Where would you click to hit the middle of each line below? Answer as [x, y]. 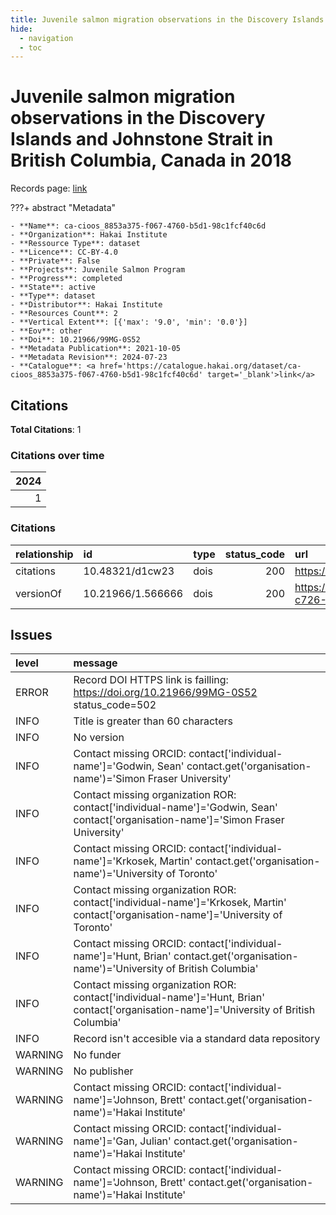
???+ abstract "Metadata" [63, 208]
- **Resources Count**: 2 [64, 314]
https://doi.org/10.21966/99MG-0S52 [165, 693]
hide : [21, 29]
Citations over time [57, 455]
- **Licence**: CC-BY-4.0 [64, 252]
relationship [44, 554]
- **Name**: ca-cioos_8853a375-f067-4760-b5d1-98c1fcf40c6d [138, 226]
